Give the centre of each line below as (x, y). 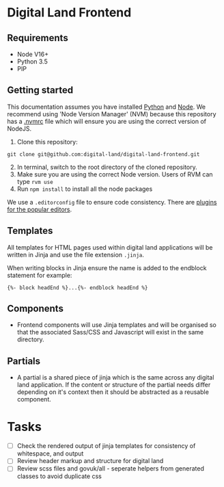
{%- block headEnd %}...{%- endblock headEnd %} (78, 288)
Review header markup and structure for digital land (90, 461)
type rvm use (35, 181)
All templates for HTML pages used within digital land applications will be (110, 247)
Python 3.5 (32, 62)
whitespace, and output (50, 453)
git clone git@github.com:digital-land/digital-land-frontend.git (103, 154)
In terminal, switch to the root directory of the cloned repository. (107, 167)
